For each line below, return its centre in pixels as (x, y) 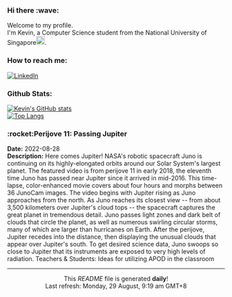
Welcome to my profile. (40, 26)
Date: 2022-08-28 (33, 149)
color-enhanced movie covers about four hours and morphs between (124, 186)
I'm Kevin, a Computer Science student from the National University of (107, 32)
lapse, (16, 186)
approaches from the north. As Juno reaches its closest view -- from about (114, 200)
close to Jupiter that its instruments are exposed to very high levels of (106, 251)
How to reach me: (37, 61)
